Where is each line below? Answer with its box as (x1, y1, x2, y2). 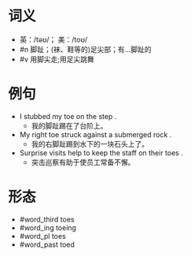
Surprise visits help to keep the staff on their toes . (19, 147, 183, 158)
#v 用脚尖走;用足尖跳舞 (19, 54, 94, 64)
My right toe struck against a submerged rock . (19, 129, 172, 139)
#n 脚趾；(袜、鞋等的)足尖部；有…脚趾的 (19, 44, 152, 54)
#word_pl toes (19, 231, 67, 240)
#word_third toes (19, 214, 75, 224)
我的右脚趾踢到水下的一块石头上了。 (31, 139, 149, 148)
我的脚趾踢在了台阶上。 (31, 121, 108, 130)
